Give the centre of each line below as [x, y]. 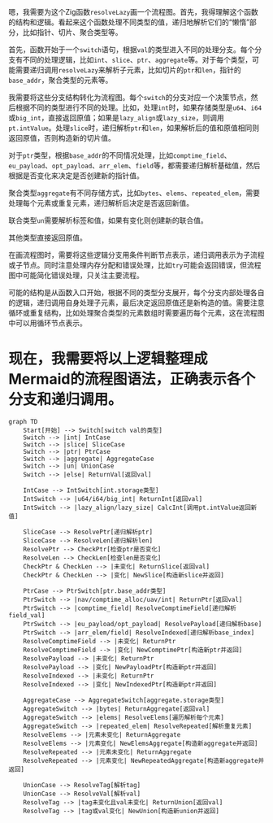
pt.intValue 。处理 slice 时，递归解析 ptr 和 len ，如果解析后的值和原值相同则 [134, 128]
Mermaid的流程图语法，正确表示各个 [132, 379]
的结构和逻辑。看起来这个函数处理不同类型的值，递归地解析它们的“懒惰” [129, 22]
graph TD [23, 421]
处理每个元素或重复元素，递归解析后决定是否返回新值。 [101, 203]
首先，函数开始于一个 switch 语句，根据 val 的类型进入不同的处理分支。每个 [132, 50]
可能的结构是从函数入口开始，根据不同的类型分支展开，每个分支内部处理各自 [136, 292]
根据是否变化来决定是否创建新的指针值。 [76, 176]
